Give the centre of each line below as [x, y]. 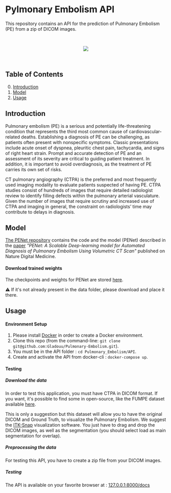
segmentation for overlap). [33, 436]
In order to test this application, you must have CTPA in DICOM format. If [81, 393]
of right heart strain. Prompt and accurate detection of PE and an [74, 153]
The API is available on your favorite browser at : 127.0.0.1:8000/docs [78, 485]
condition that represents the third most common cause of [67, 131]
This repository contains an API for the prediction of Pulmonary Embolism [82, 24]
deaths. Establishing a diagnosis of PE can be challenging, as [86, 137]
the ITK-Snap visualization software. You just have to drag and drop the [80, 425]
